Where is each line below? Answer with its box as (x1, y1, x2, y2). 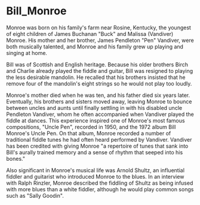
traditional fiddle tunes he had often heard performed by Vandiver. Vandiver (6, 136, 192, 143)
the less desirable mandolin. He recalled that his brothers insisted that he (6, 74, 186, 81)
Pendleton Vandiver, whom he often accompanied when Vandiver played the (6, 111, 194, 118)
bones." (6, 155, 26, 162)
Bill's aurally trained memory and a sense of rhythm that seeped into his (6, 148, 183, 156)
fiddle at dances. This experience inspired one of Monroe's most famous (6, 117, 185, 124)
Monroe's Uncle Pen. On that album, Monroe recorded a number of (6, 130, 171, 137)
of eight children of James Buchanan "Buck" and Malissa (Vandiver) (6, 30, 174, 37)
